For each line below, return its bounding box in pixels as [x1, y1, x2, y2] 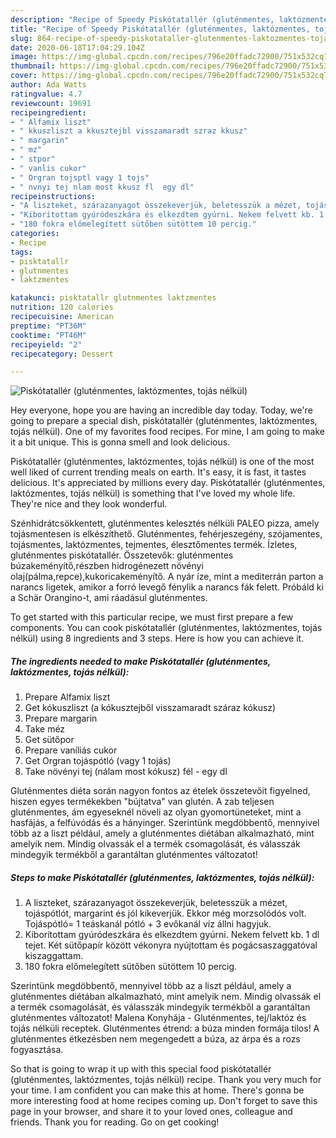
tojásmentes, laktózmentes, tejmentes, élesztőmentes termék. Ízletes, [10, 539, 298, 551]
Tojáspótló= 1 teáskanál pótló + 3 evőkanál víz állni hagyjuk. [24, 918, 272, 930]
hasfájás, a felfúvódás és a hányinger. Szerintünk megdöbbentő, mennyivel [10, 817, 320, 829]
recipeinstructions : [10, 191, 97, 201]
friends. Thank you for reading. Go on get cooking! [10, 1116, 220, 1128]
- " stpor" [10, 154, 56, 164]
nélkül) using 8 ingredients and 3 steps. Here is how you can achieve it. [10, 632, 305, 645]
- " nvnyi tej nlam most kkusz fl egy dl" [10, 182, 195, 192]
